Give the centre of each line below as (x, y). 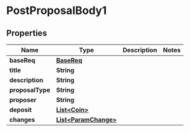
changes (22, 120)
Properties (27, 33)
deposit (21, 110)
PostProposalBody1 (57, 11)
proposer (23, 100)
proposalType (30, 90)
